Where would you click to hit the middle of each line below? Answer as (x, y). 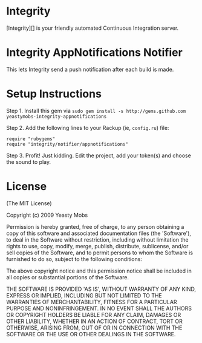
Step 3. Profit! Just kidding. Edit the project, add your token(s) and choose (99, 155)
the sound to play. (29, 161)
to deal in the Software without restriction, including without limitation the (97, 239)
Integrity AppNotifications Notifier (94, 53)
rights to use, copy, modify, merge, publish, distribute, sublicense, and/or (97, 246)
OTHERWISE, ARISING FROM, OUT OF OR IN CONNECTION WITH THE (94, 328)
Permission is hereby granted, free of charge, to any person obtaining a (95, 226)
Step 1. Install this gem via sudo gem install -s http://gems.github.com (96, 110)
